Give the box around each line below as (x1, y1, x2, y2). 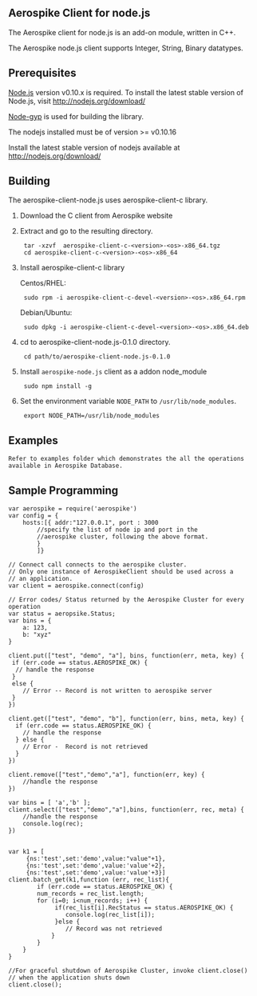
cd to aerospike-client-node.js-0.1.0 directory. (19, 338, 171, 347)
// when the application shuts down (8, 974, 130, 982)
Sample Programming (8, 483, 119, 497)
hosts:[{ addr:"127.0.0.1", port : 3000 (22, 519, 159, 527)
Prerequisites (8, 66, 77, 80)
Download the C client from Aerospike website (19, 211, 173, 221)
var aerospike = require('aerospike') (8, 505, 137, 513)
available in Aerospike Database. (8, 462, 124, 470)
